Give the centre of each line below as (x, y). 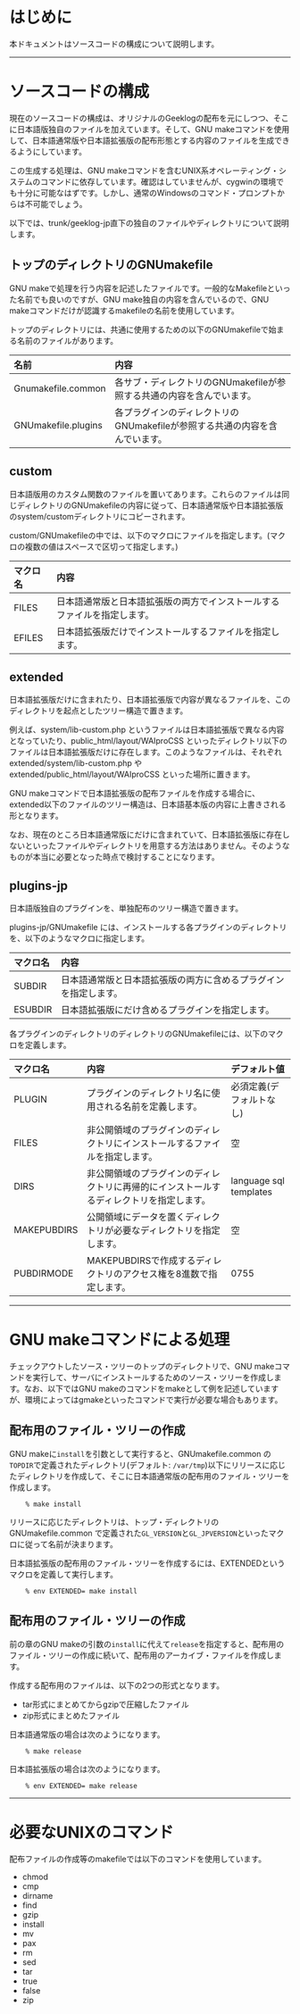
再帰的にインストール (167, 1187)
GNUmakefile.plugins (58, 425)
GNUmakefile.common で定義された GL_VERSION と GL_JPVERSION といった (139, 1533)
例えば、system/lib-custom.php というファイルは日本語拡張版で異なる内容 (147, 730)
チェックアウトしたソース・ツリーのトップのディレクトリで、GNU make (142, 1367)
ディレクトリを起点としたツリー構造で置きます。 (99, 711)
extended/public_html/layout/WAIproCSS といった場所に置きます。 (132, 774)
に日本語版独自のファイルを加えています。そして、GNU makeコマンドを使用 (150, 129)
